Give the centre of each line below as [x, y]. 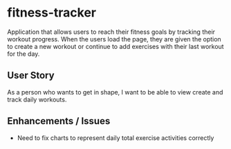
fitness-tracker [52, 13]
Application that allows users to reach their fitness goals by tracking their [111, 32]
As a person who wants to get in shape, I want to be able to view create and [115, 92]
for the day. [24, 54]
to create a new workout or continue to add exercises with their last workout [115, 46]
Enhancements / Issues [59, 121]
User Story [31, 76]
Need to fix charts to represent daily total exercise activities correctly [115, 138]
